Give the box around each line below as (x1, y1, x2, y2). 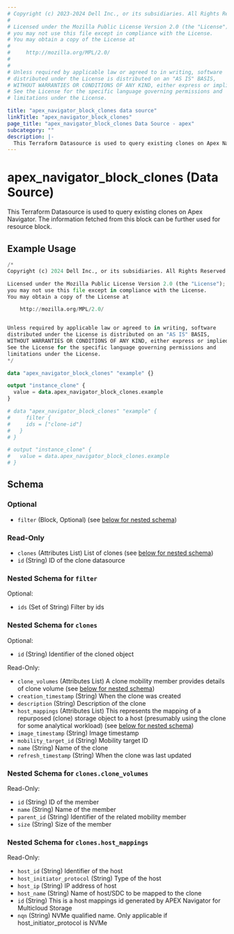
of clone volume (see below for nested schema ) (17, 684, 155, 692)
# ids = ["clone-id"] (7, 420, 82, 428)
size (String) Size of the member (17, 820, 111, 828)
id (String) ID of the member (17, 797, 100, 806)
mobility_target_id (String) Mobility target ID (17, 736, 148, 744)
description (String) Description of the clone (17, 699, 146, 707)
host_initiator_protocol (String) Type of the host (17, 874, 162, 883)
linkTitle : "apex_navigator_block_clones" (7, 114, 132, 121)
